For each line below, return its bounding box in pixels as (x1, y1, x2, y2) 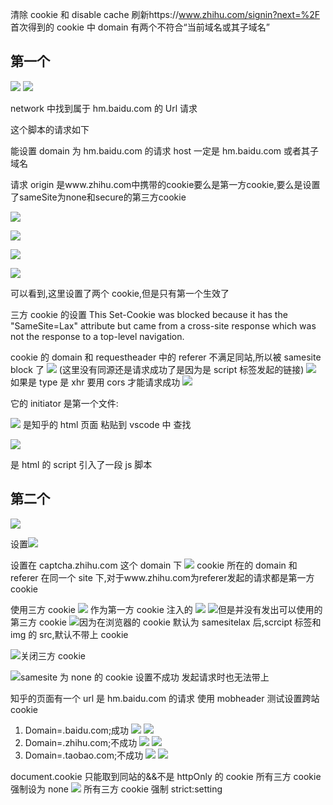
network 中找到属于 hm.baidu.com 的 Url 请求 (10, 102, 198, 114)
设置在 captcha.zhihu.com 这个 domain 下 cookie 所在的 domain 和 (10, 559, 298, 571)
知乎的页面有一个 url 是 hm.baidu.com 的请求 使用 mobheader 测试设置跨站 (10, 692, 320, 704)
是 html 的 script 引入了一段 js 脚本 (10, 458, 153, 470)
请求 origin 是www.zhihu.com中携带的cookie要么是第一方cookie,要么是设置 (10, 178, 321, 190)
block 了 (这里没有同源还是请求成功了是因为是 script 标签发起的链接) (10, 363, 305, 375)
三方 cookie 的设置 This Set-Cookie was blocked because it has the (10, 308, 288, 320)
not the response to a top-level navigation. (10, 330, 185, 342)
